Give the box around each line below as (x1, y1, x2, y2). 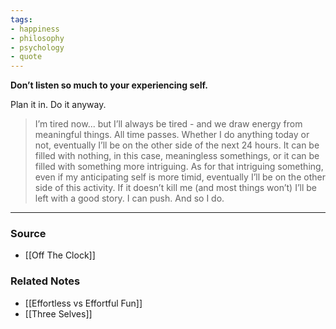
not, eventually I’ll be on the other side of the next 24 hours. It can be (34, 139, 320, 151)
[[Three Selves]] (24, 307, 93, 320)
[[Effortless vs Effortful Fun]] (24, 297, 143, 309)
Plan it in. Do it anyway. (10, 99, 107, 111)
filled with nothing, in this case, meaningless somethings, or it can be (34, 150, 320, 162)
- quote (10, 52, 43, 62)
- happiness (10, 24, 60, 34)
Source (10, 227, 47, 241)
